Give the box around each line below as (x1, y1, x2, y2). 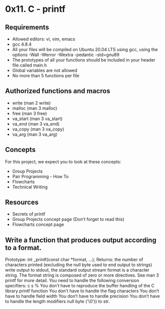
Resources (5, 198, 39, 207)
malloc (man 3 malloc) (12, 105, 57, 111)
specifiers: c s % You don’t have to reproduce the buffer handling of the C (5, 283, 155, 289)
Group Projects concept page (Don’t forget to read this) (12, 216, 124, 222)
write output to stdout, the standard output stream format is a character (5, 267, 150, 273)
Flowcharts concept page (12, 221, 64, 227)
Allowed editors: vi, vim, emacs (12, 36, 76, 42)
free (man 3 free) (12, 110, 47, 116)
